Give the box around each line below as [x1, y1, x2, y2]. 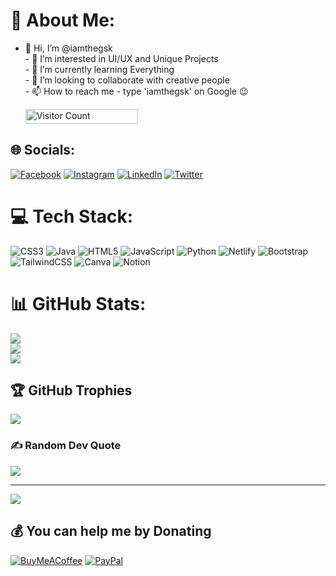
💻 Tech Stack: [10, 205, 134, 228]
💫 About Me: [10, 9, 116, 32]
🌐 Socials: [10, 142, 76, 159]
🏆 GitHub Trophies [10, 382, 133, 399]
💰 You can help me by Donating [10, 523, 212, 540]
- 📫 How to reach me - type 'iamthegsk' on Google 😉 [24, 85, 249, 97]
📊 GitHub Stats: [10, 292, 147, 315]
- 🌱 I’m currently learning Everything [24, 63, 175, 75]
